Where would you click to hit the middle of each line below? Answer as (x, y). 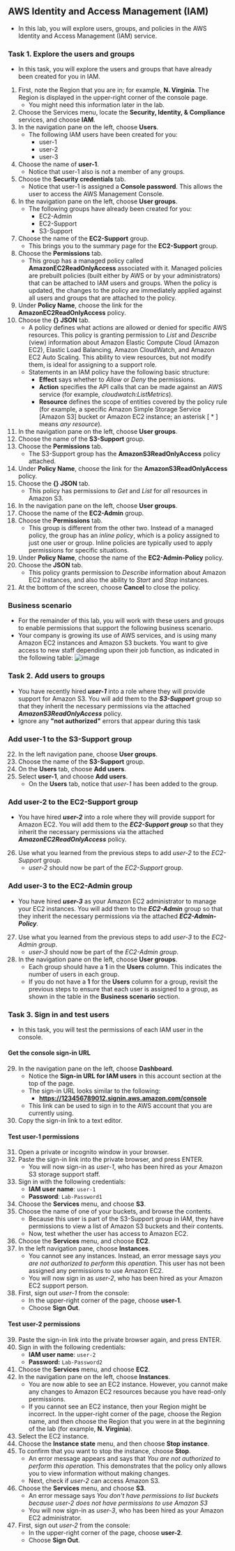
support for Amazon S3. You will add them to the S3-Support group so (120, 699)
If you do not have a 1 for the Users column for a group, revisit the (123, 982)
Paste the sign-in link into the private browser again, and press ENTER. (120, 1339)
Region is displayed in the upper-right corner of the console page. (113, 98)
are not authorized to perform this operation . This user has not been (127, 1263)
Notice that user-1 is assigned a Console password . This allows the (125, 187)
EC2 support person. (59, 1286)
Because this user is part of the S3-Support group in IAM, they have (126, 1219)
